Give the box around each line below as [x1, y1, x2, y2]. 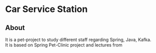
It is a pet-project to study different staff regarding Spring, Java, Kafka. [5, 36, 151, 42]
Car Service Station [5, 3, 88, 15]
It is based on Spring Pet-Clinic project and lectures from [5, 42, 122, 48]
